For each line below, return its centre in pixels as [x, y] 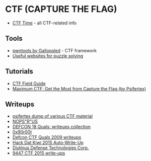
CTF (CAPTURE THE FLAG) [61, 9]
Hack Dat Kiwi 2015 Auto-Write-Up [48, 143]
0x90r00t [22, 132]
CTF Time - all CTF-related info [44, 23]
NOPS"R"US [25, 121]
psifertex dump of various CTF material [52, 116]
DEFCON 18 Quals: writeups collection [51, 127]
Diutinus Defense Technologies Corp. [51, 148]
